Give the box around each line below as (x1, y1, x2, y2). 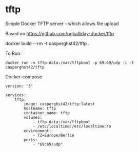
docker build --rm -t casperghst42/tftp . (5, 40, 90, 47)
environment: (24, 128, 52, 134)
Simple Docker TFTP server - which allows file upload (5, 20, 119, 27)
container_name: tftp (24, 110, 70, 116)
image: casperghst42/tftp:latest (24, 101, 95, 106)
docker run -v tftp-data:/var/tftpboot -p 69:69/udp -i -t (5, 60, 134, 65)
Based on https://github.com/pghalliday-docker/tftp (5, 30, 114, 36)
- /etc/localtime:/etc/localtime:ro (32, 124, 111, 129)
